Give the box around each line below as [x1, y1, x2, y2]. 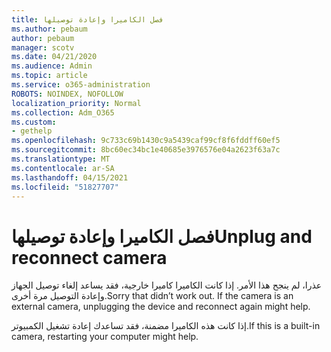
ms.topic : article [11, 71, 88, 81]
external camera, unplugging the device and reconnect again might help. [11, 301, 311, 313]
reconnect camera [11, 246, 168, 269]
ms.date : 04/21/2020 [11, 52, 98, 62]
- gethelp [11, 126, 53, 136]
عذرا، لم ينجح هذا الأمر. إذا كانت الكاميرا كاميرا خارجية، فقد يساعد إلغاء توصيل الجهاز [11, 279, 323, 291]
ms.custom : [11, 117, 57, 127]
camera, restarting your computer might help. [11, 331, 199, 343]
